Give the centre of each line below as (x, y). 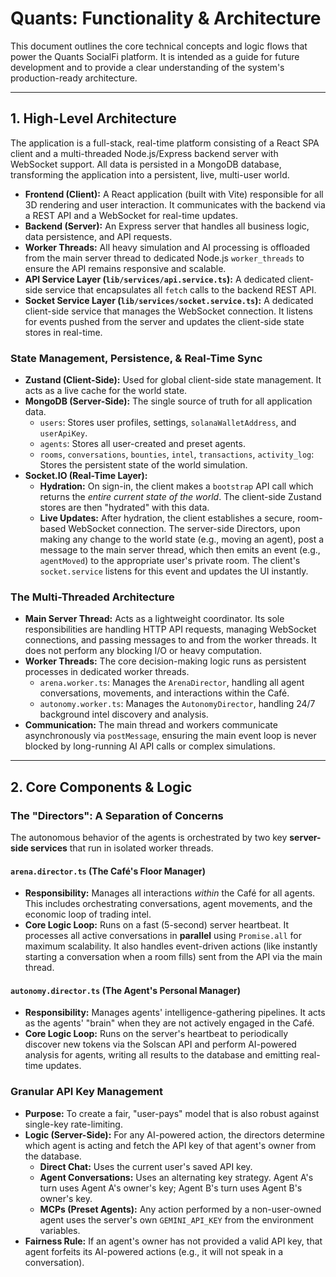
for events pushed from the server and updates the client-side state (164, 321)
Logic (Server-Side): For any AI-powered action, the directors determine (174, 1134)
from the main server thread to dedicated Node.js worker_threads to (164, 258)
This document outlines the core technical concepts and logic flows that (159, 46)
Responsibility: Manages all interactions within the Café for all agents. (170, 893)
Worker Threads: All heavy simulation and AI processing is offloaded (167, 247)
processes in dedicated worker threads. (107, 672)
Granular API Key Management (86, 1092)
